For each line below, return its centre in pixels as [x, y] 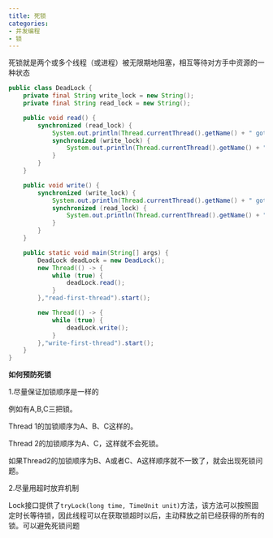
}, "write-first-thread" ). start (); [96, 343]
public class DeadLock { [50, 88]
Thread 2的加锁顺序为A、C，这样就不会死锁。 [86, 444]
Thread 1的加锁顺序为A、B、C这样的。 [73, 426]
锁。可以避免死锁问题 [44, 526]
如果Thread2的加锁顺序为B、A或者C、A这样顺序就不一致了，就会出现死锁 [132, 461]
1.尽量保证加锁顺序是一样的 [54, 392]
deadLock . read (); [96, 283]
